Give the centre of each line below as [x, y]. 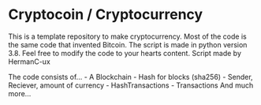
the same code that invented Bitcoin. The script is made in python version [128, 44]
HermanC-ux [30, 62]
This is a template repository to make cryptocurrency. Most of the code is [127, 36]
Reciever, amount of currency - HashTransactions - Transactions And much [131, 85]
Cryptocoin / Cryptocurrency [106, 15]
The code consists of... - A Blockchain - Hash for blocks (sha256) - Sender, [131, 77]
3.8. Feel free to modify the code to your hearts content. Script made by [125, 53]
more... [20, 93]
